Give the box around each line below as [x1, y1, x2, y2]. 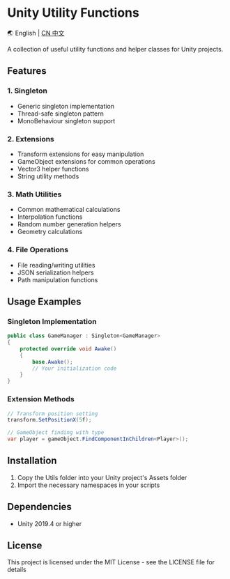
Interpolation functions [17, 213, 83, 221]
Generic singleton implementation [17, 102, 115, 110]
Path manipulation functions [17, 275, 98, 284]
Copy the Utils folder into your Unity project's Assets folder [17, 473, 187, 481]
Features [7, 65, 47, 77]
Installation [7, 455, 57, 467]
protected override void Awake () [20, 345, 117, 353]
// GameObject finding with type [7, 429, 105, 436]
